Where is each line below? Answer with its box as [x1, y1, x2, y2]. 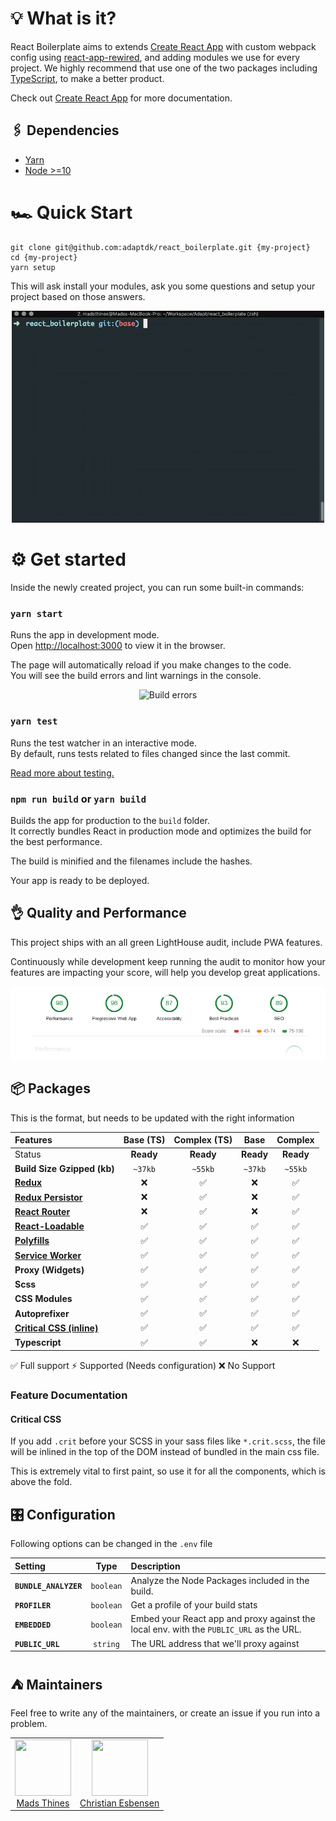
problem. [10, 1717, 48, 1729]
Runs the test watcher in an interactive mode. [10, 737, 197, 749]
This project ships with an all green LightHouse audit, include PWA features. [10, 936, 323, 948]
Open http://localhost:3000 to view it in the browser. [10, 640, 226, 652]
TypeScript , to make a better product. [10, 72, 165, 84]
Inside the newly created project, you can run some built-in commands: [10, 582, 305, 593]
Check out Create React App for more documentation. [10, 92, 233, 104]
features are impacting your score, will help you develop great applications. [10, 966, 321, 978]
